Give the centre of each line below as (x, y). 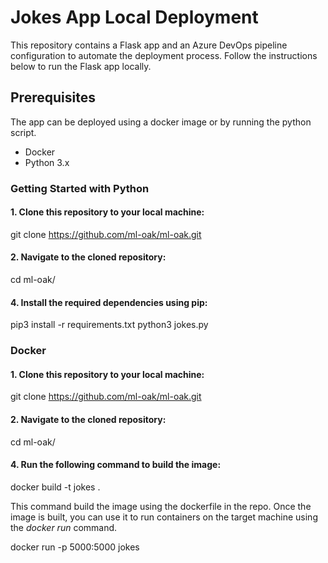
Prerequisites (53, 97)
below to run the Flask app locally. (81, 66)
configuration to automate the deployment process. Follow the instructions (164, 55)
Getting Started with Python (80, 188)
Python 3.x (47, 162)
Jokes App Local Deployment (134, 17)
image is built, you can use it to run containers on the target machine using (164, 517)
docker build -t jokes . (55, 487)
